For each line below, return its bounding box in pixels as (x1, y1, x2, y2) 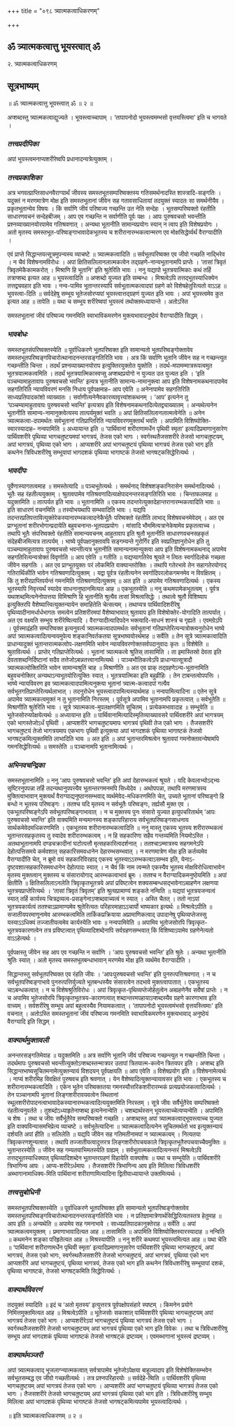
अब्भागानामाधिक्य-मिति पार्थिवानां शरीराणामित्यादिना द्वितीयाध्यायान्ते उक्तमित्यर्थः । (7, 1170, 182, 1178)
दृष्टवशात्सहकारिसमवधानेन (7, 863, 66, 871)
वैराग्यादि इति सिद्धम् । (7, 1017, 56, 1026)
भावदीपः (7, 466, 27, 476)
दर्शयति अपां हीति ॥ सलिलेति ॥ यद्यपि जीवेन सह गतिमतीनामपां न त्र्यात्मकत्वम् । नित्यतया (7, 1130, 201, 1139)
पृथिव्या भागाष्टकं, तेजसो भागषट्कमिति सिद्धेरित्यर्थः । (7, 1266, 121, 1275)
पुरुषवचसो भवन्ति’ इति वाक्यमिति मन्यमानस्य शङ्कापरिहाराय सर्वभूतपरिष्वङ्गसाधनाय (7, 816, 189, 824)
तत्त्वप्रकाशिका (7, 173, 42, 182)
